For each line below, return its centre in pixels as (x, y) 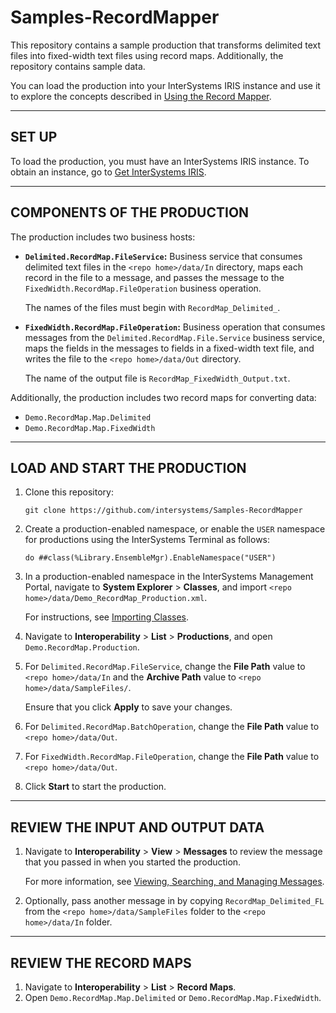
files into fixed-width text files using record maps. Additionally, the (147, 55)
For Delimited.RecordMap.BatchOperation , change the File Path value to (172, 727)
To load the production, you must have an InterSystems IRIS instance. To (160, 161)
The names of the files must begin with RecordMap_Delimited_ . (152, 307)
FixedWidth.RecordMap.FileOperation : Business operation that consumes (175, 327)
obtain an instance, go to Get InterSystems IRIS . (108, 172)
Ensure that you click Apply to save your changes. (128, 707)
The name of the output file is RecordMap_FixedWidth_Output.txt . (157, 378)
